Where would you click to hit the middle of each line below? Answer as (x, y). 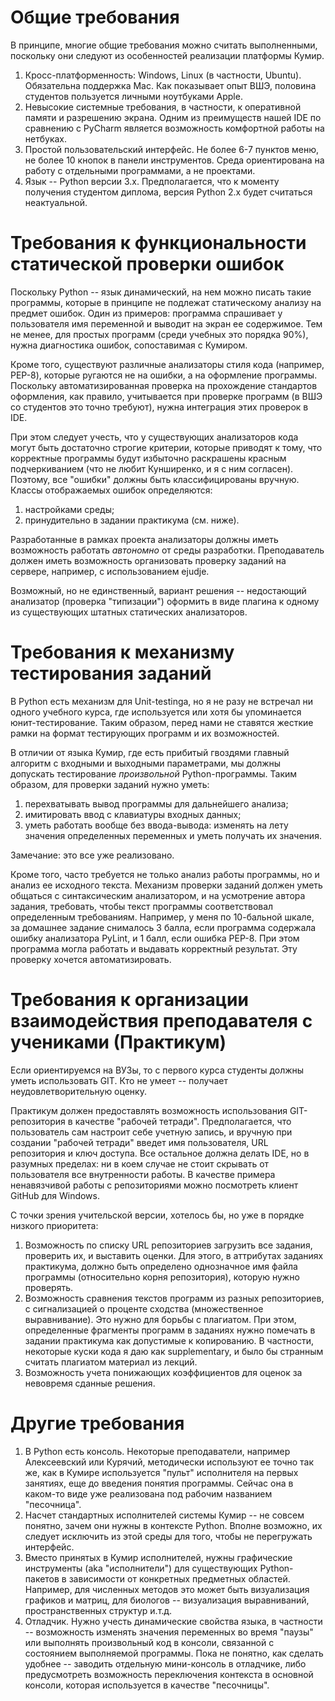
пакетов (42, 1578)
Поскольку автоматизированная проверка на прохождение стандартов (164, 385)
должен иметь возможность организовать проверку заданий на (148, 560)
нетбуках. (46, 138)
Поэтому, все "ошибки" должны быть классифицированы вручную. (155, 479)
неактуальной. (56, 202)
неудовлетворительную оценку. (78, 1091)
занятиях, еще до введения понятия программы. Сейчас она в (159, 1483)
